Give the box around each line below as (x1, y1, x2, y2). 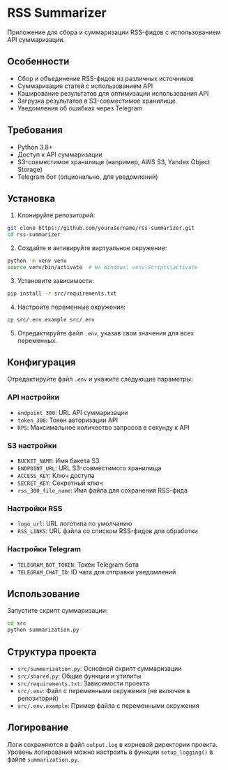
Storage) (17, 165, 43, 173)
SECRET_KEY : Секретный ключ (17, 479, 103, 487)
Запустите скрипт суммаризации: (7, 606, 108, 615)
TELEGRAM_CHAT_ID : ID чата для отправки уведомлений (17, 567, 176, 576)
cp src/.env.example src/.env (7, 316, 96, 323)
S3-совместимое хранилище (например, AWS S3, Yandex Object (17, 157, 211, 166)
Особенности (7, 56, 70, 68)
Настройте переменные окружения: (17, 303, 126, 311)
